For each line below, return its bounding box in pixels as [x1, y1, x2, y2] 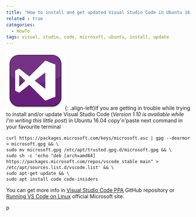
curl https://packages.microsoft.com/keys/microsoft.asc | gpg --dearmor [6, 135, 191, 141]
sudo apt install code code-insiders [6, 177, 99, 182]
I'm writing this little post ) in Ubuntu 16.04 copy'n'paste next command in [6, 117, 183, 124]
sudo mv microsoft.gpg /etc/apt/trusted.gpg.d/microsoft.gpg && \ [6, 147, 172, 153]
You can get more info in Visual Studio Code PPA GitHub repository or [6, 187, 175, 194]
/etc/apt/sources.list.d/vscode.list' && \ [6, 165, 114, 171]
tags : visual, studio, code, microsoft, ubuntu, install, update [6, 34, 169, 40]
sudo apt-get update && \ [6, 171, 69, 177]
